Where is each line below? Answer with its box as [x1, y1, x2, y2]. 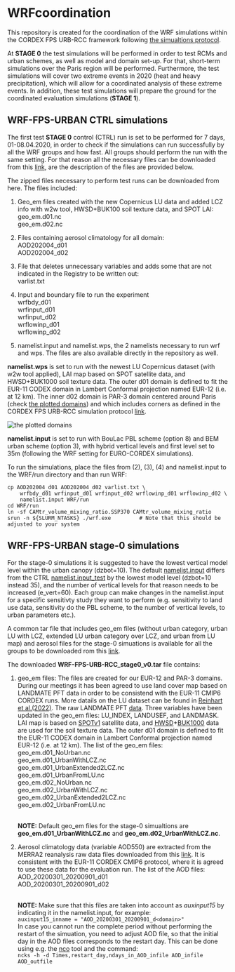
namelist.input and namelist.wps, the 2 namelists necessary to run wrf [17, 341, 220, 349]
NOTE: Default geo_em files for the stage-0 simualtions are [17, 821, 189, 830]
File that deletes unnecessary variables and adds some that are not [17, 262, 212, 270]
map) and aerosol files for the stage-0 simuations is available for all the [7, 639, 213, 647]
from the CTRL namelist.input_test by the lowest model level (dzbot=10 [7, 573, 212, 582]
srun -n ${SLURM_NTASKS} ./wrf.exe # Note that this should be [7, 514, 221, 521]
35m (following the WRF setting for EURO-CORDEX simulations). [7, 449, 194, 458]
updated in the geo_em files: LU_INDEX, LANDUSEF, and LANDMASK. [17, 711, 220, 719]
